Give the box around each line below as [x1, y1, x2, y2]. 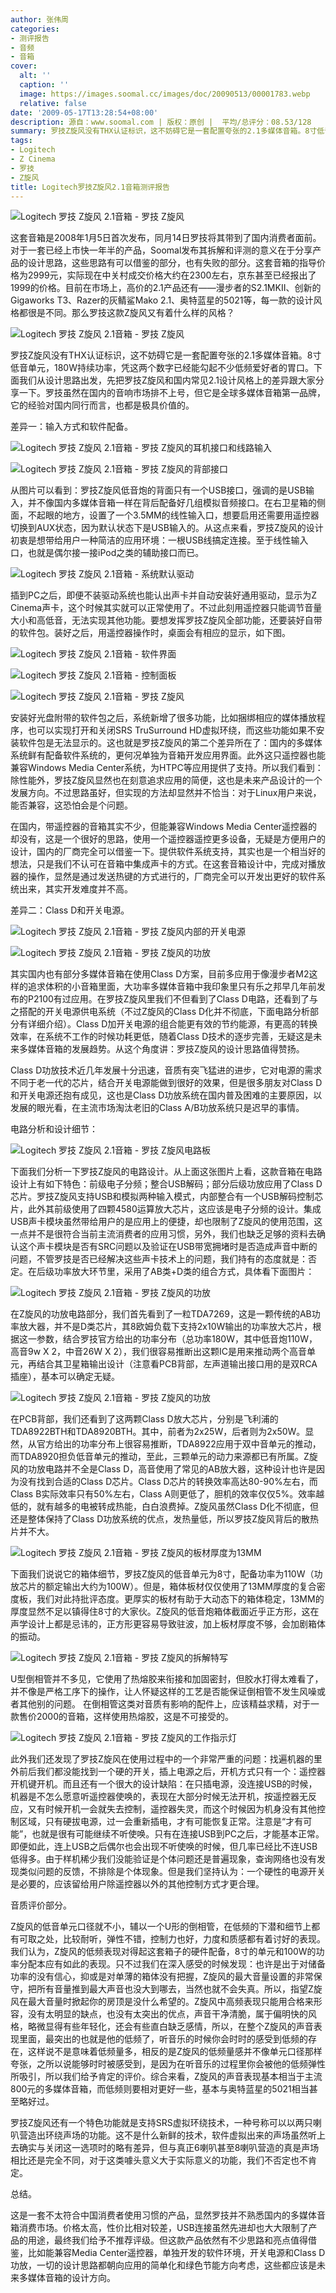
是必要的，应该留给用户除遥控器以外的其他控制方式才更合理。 [10, 1878, 265, 1890]
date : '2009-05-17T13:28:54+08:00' [10, 107, 159, 118]
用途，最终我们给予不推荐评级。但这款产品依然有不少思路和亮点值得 [27, 2234, 308, 2246]
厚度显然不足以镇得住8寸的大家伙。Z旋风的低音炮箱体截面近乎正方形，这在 [10, 1606, 320, 1618]
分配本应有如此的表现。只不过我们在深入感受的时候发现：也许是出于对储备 [18, 1958, 326, 1970]
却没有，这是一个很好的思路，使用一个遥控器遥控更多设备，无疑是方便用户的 [10, 833, 326, 845]
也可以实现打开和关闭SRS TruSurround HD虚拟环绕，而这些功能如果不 [27, 724, 317, 736]
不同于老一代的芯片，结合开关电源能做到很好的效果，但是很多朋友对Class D [10, 1077, 323, 1089]
